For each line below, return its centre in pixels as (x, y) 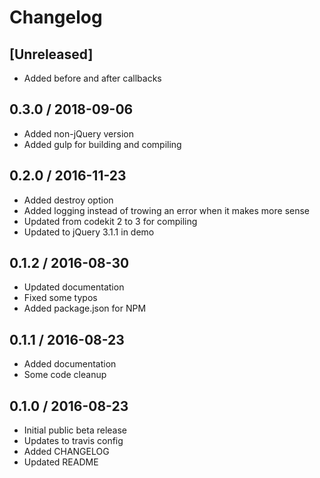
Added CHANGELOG (66, 452)
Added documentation (70, 364)
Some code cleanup (65, 375)
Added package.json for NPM (85, 308)
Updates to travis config (73, 441)
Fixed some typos (60, 298)
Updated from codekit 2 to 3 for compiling (110, 221)
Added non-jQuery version (78, 133)
